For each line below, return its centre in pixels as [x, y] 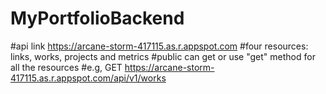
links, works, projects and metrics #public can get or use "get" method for [163, 56]
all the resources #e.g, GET [66, 67]
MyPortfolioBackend [97, 18]
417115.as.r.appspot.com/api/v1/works [88, 78]
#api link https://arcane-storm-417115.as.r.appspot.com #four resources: [159, 46]
